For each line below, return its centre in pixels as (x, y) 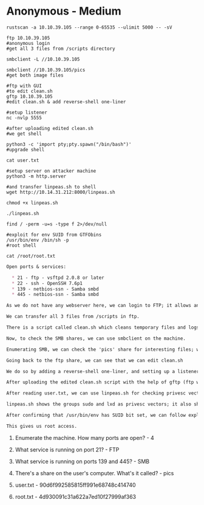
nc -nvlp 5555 (24, 118)
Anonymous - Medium (64, 11)
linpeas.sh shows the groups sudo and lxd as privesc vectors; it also (99, 404)
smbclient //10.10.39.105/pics (46, 70)
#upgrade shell (25, 149)
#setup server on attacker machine (51, 171)
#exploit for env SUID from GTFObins (54, 235)
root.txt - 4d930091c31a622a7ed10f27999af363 (76, 496)
